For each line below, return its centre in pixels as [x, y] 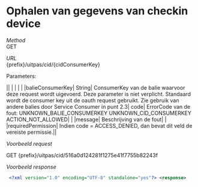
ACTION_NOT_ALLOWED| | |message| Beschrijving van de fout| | [86, 119]
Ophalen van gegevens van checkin [97, 11]
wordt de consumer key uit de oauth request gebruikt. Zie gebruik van [93, 100]
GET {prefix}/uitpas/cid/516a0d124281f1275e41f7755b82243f [82, 155]
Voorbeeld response [31, 167]
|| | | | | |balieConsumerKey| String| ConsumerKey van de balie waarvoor [96, 87]
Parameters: [21, 76]
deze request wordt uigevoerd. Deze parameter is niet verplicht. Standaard [98, 94]
